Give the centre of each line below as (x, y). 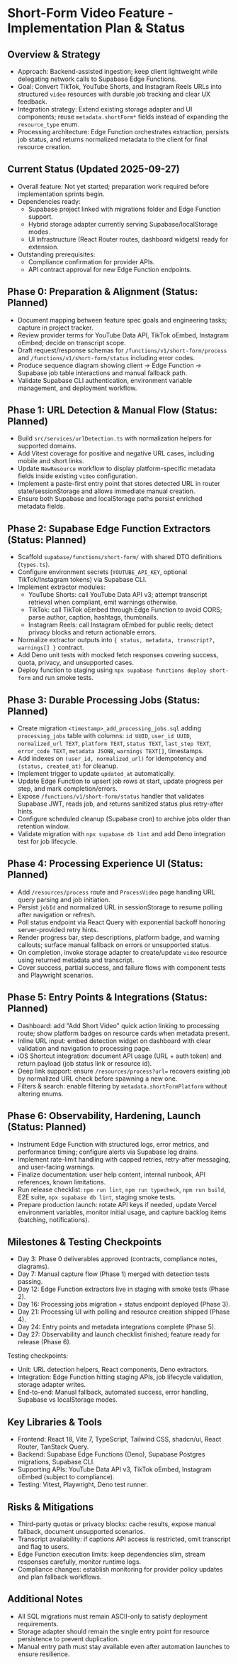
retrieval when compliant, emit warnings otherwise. (103, 603)
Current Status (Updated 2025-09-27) (94, 169)
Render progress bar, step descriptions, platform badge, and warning (119, 937)
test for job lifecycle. (47, 842)
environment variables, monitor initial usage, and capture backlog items (122, 1212)
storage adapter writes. (52, 1385)
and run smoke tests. (63, 678)
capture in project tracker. (55, 328)
